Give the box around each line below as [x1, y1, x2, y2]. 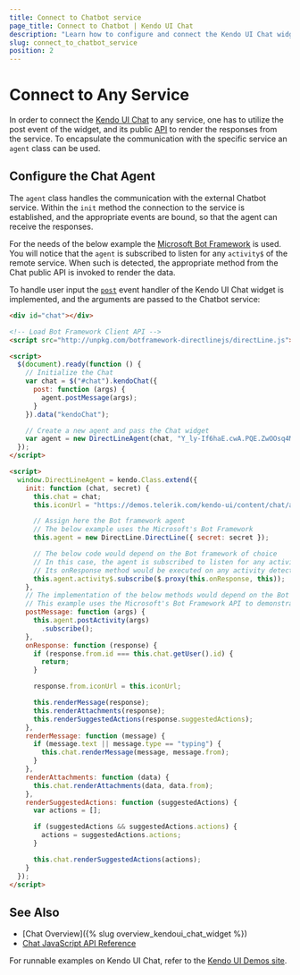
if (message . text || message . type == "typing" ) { [32, 740, 221, 749]
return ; [41, 657, 70, 666]
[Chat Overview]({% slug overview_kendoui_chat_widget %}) [21, 928, 248, 939]
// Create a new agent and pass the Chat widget [25, 426, 210, 435]
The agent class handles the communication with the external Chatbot [9, 192, 266, 203]
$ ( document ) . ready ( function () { [17, 360, 142, 369]
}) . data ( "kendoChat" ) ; [25, 410, 110, 419]
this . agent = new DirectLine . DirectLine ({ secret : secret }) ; [32, 533, 270, 542]
